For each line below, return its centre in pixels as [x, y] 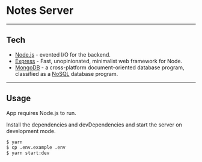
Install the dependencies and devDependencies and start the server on [94, 125]
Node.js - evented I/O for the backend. [63, 54]
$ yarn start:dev [28, 153]
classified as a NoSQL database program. [66, 73]
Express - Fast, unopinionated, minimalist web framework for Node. [98, 61]
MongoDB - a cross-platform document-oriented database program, [99, 67]
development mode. [31, 131]
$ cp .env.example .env [36, 148]
